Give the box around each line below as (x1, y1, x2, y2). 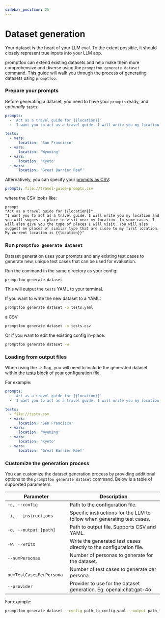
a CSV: (5, 314, 19, 320)
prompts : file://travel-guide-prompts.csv (5, 186, 93, 191)
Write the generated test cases (69, 538, 141, 544)
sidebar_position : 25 (5, 7, 50, 12)
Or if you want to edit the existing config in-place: (5, 332, 106, 338)
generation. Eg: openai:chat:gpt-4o (69, 586, 151, 593)
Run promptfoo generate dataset (5, 242, 83, 249)
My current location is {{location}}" (5, 231, 84, 235)
